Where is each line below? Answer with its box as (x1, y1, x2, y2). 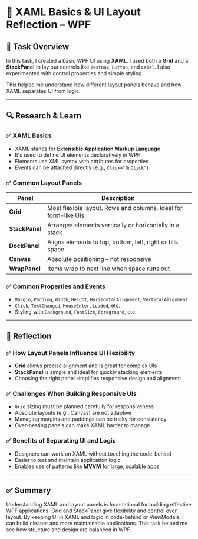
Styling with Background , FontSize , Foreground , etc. (14, 308, 137, 315)
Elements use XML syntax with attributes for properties (14, 157, 149, 164)
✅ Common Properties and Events (6, 282, 106, 291)
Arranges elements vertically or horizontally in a (47, 221, 180, 229)
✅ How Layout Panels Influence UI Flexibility (6, 348, 136, 357)
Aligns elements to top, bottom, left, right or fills (47, 238, 179, 246)
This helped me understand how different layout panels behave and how (6, 81, 182, 88)
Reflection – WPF (6, 18, 91, 31)
